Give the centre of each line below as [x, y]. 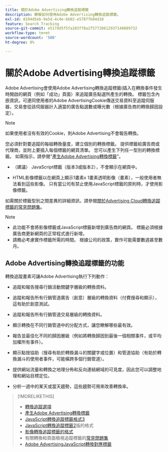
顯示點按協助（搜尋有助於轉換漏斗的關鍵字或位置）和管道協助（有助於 [85, 352]
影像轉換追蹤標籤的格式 [49, 431]
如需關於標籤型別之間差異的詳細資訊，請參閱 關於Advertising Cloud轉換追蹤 [83, 200]
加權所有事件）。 [29, 342]
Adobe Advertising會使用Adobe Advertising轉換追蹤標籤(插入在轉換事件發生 [84, 87]
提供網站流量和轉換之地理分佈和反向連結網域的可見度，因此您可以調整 [85, 369]
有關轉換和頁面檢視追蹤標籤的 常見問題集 [66, 437]
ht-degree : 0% [20, 42]
